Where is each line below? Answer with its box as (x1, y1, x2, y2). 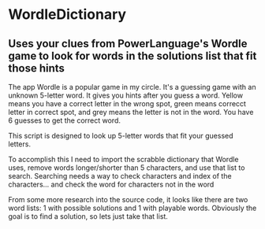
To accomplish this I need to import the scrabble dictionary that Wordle (8, 155, 239, 164)
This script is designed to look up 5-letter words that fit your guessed (8, 131, 234, 140)
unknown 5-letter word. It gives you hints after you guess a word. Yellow (8, 90, 243, 100)
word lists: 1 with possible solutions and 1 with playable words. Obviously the (8, 203, 257, 212)
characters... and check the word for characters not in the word (8, 179, 215, 189)
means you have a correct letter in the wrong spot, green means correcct (8, 99, 247, 108)
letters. (8, 139, 32, 149)
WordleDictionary (8, 6, 127, 24)
